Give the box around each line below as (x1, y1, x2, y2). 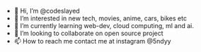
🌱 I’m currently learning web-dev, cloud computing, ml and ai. (13, 22, 195, 30)
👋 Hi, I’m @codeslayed (13, 7, 80, 15)
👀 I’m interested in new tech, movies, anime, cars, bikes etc (13, 14, 188, 22)
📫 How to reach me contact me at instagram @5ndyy (13, 37, 171, 45)
